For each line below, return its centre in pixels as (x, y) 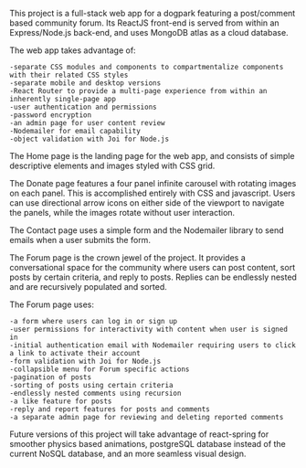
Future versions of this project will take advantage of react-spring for (139, 434)
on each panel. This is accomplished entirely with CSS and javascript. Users (153, 193)
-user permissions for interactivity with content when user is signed (148, 329)
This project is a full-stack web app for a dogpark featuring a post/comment (153, 13)
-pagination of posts (51, 378)
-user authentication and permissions (83, 107)
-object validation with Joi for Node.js (90, 139)
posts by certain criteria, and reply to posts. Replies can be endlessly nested (153, 277)
